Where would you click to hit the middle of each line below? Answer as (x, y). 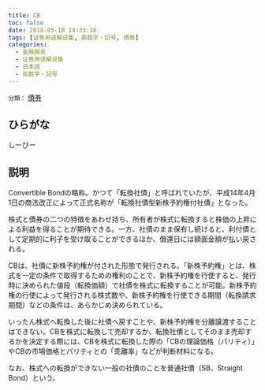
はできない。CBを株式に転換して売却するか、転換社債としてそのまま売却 (127, 332)
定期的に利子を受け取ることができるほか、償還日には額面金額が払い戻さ (139, 239)
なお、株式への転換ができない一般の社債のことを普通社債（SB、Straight (125, 368)
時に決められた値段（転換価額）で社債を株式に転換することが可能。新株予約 (132, 285)
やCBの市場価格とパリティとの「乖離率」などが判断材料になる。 (113, 351)
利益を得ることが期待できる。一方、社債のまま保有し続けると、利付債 (136, 229)
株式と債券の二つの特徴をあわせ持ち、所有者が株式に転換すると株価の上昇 (129, 219)
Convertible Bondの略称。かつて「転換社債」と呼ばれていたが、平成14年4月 (132, 193)
